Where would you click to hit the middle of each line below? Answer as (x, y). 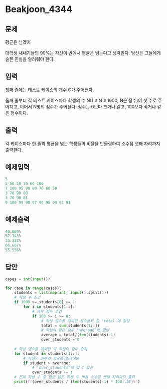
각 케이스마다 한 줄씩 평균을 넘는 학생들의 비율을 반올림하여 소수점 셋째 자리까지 (83, 143)
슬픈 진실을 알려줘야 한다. (30, 59)
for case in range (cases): (33, 288)
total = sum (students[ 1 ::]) (70, 326)
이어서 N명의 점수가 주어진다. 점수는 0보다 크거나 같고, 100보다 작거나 (88, 106)
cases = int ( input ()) (28, 279)
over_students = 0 (60, 340)
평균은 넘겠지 (18, 42)
